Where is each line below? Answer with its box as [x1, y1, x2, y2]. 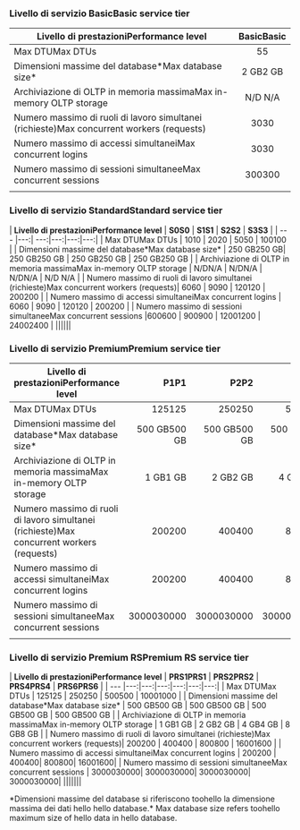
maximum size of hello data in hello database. [9, 813, 178, 824]
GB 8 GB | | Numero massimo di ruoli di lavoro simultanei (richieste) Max [9, 729, 271, 740]
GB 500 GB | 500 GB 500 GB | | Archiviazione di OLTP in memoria [9, 710, 246, 721]
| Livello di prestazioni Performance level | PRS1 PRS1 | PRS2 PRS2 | [9, 672, 259, 682]
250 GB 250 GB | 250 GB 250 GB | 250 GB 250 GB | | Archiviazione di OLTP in [9, 253, 290, 264]
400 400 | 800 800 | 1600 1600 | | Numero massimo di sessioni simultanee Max [9, 757, 287, 768]
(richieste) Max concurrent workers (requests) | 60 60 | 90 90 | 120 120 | [9, 281, 266, 293]
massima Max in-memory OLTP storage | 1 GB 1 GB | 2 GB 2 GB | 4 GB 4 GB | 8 [9, 719, 290, 730]
